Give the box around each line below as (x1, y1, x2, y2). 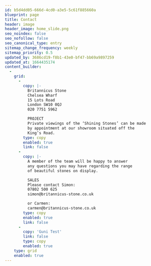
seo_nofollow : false (5, 36, 49, 41)
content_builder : (5, 64, 42, 69)
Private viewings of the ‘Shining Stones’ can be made (27, 121, 146, 126)
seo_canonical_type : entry (5, 41, 62, 46)
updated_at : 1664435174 (5, 60, 55, 65)
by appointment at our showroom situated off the (27, 125, 135, 130)
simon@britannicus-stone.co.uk (27, 192, 94, 197)
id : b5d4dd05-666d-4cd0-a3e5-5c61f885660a (5, 7, 96, 13)
